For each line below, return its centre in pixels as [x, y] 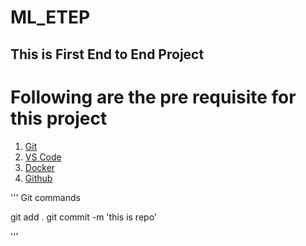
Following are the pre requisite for [153, 97]
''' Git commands [45, 197]
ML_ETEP [50, 17]
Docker [40, 167]
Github [38, 178]
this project [59, 118]
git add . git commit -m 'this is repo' [84, 217]
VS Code [43, 157]
